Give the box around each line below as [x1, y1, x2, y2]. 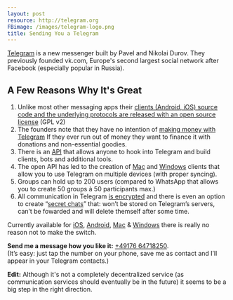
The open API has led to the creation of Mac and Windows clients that [17, 163, 220, 171]
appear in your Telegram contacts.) [7, 257, 109, 265]
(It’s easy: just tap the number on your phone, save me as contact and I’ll [7, 250, 218, 258]
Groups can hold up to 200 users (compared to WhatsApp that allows [17, 177, 219, 186]
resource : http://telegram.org [7, 17, 99, 24]
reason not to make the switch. [7, 229, 97, 237]
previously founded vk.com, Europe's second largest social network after [7, 57, 219, 65]
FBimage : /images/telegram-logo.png [7, 23, 114, 30]
